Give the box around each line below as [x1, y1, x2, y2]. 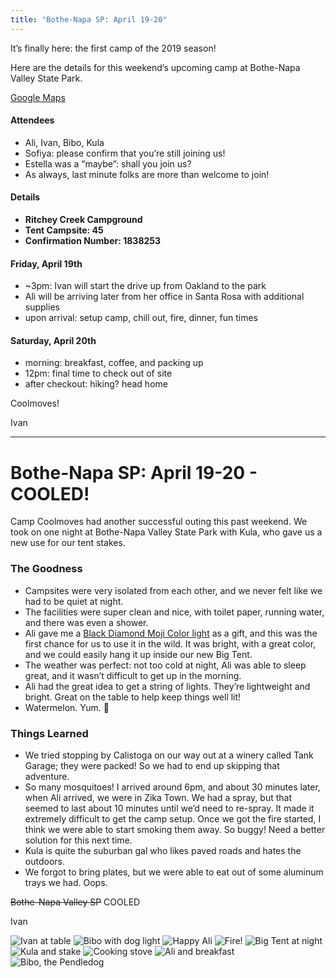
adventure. [24, 770, 70, 782]
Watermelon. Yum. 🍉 [24, 701, 110, 713]
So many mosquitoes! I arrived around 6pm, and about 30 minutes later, [24, 781, 321, 793]
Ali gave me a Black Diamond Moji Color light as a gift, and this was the [24, 627, 318, 639]
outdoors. [24, 855, 65, 867]
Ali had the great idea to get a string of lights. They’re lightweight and [24, 680, 311, 692]
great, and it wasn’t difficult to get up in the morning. [24, 669, 242, 681]
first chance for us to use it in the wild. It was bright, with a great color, [24, 637, 317, 650]
